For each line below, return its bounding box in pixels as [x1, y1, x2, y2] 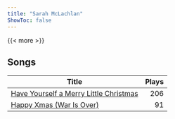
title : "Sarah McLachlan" [7, 10, 83, 17]
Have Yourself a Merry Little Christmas [11, 89, 138, 99]
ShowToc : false [7, 17, 52, 24]
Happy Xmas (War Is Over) [11, 100, 100, 110]
